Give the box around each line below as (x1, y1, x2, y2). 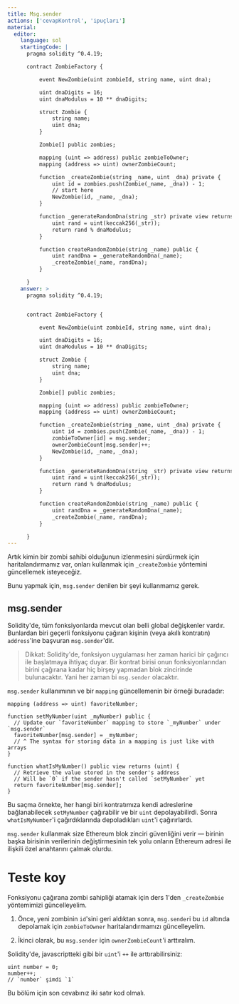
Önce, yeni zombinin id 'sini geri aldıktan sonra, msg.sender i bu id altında (17, 915, 230, 923)
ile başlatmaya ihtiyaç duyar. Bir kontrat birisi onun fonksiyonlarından (24, 658, 226, 666)
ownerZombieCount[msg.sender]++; (52, 441, 152, 448)
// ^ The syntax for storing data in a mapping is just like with (14, 738, 215, 746)
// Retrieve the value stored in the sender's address (14, 769, 180, 776)
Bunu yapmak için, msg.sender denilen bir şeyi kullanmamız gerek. (7, 582, 201, 590)
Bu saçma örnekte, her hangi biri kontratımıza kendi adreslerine (7, 801, 193, 809)
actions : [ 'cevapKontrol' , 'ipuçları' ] (7, 17, 126, 24)
